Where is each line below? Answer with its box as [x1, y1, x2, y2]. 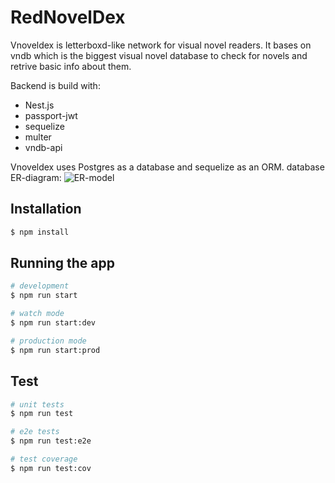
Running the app [10, 255, 115, 272]
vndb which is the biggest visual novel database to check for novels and [10, 49, 308, 61]
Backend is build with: [10, 79, 101, 91]
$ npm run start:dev [10, 318, 97, 328]
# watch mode [10, 309, 65, 319]
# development [10, 281, 70, 291]
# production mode [10, 336, 87, 346]
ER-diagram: [10, 171, 62, 183]
